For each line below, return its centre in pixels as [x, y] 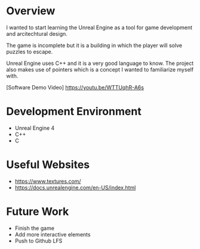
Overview [31, 11]
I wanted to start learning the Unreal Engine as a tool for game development [99, 27]
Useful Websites [48, 165]
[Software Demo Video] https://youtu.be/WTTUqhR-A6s [75, 87]
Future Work [38, 211]
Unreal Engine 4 [35, 128]
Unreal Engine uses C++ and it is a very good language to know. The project [100, 63]
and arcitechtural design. [37, 33]
